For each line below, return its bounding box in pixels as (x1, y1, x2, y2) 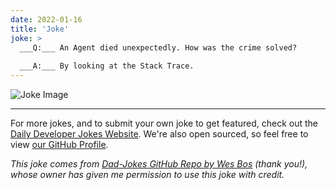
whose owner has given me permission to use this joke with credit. (10, 169, 285, 180)
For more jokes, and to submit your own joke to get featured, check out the (10, 117, 318, 129)
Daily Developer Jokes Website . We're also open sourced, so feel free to (10, 128, 309, 140)
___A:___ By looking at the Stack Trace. (19, 61, 195, 71)
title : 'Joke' (10, 24, 70, 34)
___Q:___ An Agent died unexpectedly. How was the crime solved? (19, 42, 298, 53)
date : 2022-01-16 (10, 14, 83, 25)
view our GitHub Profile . (10, 139, 109, 150)
